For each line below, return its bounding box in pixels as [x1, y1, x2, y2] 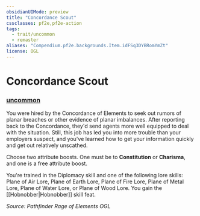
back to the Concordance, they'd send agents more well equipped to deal [6, 122, 189, 130]
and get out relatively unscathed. [6, 142, 89, 149]
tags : [6, 25, 20, 32]
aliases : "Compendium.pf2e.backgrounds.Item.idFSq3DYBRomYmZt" [6, 43, 169, 49]
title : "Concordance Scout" [6, 15, 77, 21]
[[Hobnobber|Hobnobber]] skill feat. [6, 191, 96, 198]
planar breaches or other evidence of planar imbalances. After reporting [6, 116, 185, 123]
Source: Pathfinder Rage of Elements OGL [6, 203, 111, 210]
